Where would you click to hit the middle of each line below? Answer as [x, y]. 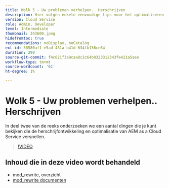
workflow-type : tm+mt [28, 62]
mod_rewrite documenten [39, 180]
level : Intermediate [27, 29]
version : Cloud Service [30, 19]
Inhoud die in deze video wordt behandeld [73, 162]
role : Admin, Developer [30, 24]
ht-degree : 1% [20, 72]
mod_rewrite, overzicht [36, 175]
